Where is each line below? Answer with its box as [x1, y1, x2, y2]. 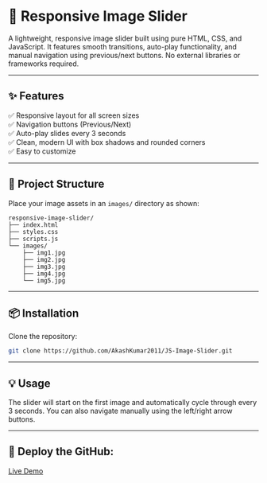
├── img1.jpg [22, 248, 66, 257]
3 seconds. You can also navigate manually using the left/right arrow [8, 406, 233, 416]
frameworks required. [8, 59, 79, 68]
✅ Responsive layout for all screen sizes [8, 111, 140, 120]
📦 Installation [8, 306, 79, 320]
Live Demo [8, 465, 44, 476]
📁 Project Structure [8, 177, 105, 191]
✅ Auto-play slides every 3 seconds [8, 128, 126, 138]
